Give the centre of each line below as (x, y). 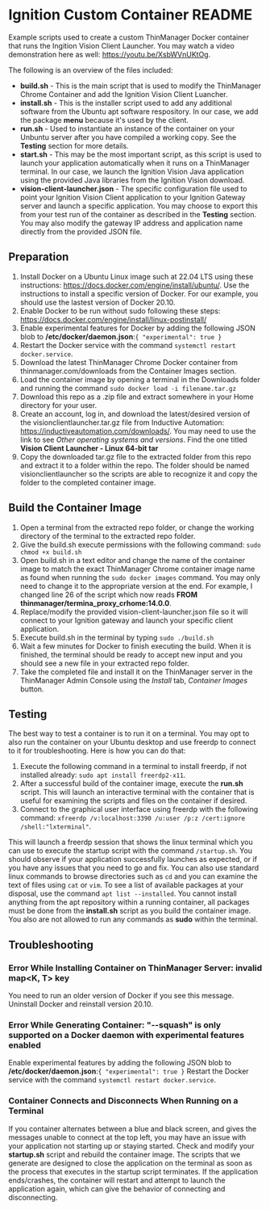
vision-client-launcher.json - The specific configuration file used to (133, 188)
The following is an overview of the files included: (91, 69)
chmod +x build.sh (51, 552)
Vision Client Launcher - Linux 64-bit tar (89, 448)
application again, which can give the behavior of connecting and (117, 1188)
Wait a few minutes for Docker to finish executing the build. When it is (135, 646)
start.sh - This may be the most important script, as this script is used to (141, 154)
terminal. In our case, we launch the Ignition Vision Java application (132, 171)
